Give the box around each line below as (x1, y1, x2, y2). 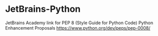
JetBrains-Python (5, 3, 81, 15)
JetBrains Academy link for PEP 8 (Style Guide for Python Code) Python (5, 20, 153, 26)
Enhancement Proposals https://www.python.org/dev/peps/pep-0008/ (5, 25, 150, 31)
